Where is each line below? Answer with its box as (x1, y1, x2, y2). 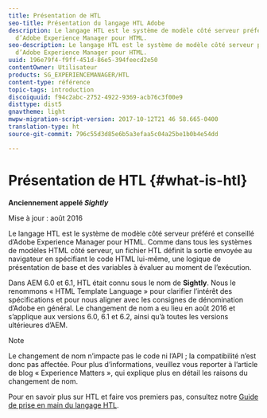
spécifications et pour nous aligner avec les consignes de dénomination (8, 295, 244, 304)
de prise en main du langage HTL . (8, 400, 119, 410)
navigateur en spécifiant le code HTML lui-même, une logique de (8, 254, 221, 264)
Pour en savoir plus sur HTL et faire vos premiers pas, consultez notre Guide (8, 392, 259, 401)
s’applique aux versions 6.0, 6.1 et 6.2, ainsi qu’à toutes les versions (8, 311, 229, 321)
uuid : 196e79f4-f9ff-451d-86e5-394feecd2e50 (8, 57, 158, 64)
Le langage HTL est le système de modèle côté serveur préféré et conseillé (8, 229, 254, 238)
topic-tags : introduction (8, 85, 94, 94)
